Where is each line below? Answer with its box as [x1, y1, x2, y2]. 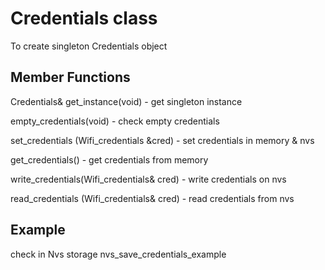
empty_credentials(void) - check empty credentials [10, 115, 220, 127]
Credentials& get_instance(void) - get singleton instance [10, 95, 243, 107]
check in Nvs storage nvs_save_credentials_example [10, 248, 227, 260]
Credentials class [10, 7, 158, 30]
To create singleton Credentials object [10, 40, 168, 52]
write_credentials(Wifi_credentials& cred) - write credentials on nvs [10, 173, 287, 185]
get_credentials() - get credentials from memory [10, 153, 209, 166]
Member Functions [10, 69, 131, 86]
